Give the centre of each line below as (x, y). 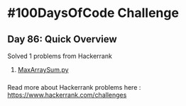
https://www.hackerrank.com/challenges (67, 95)
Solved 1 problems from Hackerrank (60, 56)
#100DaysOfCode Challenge (93, 13)
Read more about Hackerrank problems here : (74, 87)
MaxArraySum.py (43, 70)
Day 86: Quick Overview (62, 39)
